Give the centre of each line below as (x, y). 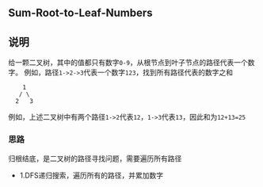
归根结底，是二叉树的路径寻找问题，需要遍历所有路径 (95, 158)
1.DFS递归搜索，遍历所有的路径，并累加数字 (91, 175)
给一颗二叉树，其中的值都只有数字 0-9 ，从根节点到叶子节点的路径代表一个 (128, 63)
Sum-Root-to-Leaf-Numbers (80, 13)
